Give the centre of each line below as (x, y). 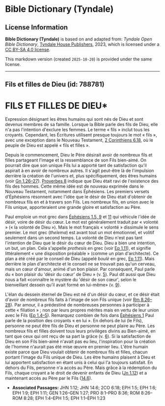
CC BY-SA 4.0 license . (28, 50)
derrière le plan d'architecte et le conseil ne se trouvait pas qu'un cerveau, (81, 264)
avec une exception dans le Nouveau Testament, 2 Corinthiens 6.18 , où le (79, 140)
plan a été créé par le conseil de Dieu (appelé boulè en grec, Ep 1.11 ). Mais (80, 259)
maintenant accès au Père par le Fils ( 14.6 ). (49, 378)
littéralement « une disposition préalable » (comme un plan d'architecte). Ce (82, 254)
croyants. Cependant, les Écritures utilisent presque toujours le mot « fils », (81, 135)
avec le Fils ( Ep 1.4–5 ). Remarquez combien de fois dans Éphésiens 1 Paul (80, 315)
